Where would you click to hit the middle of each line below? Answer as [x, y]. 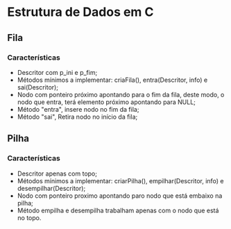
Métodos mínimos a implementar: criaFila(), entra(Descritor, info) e [112, 80]
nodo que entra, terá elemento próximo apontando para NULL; [106, 102]
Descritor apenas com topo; [57, 173]
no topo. [29, 218]
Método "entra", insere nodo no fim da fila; [78, 109]
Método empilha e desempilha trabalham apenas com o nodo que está [118, 210]
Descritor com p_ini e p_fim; [57, 72]
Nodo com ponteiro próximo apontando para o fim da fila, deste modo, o [121, 94]
